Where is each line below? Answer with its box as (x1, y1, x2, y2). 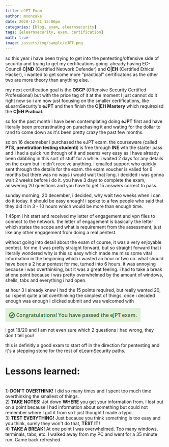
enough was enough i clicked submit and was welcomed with (5, 297, 134, 304)
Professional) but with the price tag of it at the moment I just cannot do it (5, 92, 158, 98)
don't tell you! (5, 332, 34, 338)
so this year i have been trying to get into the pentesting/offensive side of (5, 55, 159, 61)
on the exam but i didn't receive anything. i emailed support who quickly (5, 161, 157, 167)
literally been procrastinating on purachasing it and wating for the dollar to (5, 123, 161, 130)
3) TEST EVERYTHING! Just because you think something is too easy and (5, 415, 161, 421)
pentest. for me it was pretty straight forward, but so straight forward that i (5, 244, 162, 251)
